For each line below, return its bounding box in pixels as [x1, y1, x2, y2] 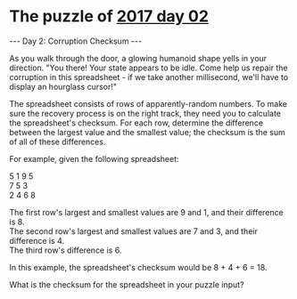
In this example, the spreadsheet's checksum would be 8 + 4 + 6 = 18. [9, 262, 268, 272]
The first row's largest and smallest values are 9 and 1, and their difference [9, 206, 284, 217]
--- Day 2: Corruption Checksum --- [9, 36, 143, 46]
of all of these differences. [9, 136, 106, 147]
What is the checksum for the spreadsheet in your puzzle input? [9, 279, 244, 290]
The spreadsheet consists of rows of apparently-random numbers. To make [9, 98, 288, 109]
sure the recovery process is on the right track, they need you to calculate [9, 108, 281, 118]
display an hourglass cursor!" [9, 81, 118, 92]
